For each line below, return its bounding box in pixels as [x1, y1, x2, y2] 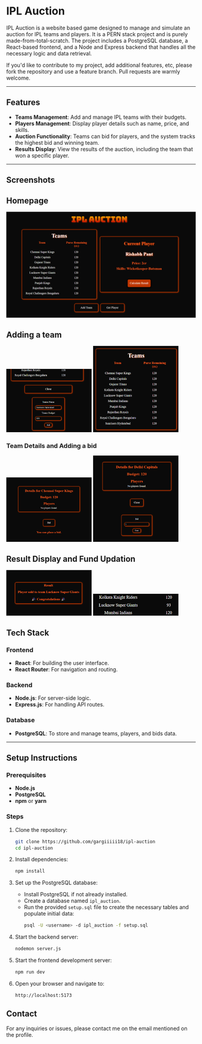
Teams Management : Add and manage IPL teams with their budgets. [14, 113, 187, 121]
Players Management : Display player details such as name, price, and [14, 119, 189, 127]
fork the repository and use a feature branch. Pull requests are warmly [6, 68, 180, 75]
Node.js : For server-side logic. [14, 694, 91, 702]
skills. [14, 126, 29, 133]
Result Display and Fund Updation [6, 553, 136, 564]
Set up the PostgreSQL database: [14, 879, 98, 887]
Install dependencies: [14, 856, 69, 863]
